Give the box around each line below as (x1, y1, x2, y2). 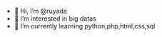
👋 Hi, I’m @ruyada (14, 7, 68, 15)
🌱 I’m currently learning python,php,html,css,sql (14, 22, 156, 30)
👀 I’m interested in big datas (14, 14, 96, 23)
